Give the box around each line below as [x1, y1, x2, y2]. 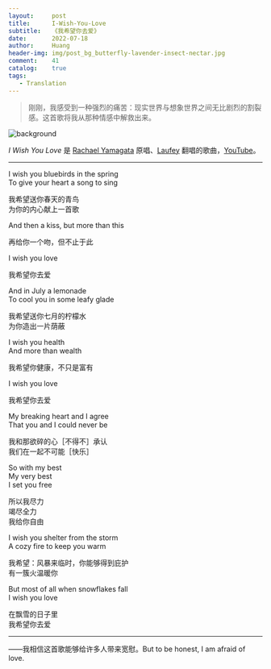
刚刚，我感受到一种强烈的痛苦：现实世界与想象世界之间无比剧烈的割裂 [27, 102, 262, 112]
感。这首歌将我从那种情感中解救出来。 [27, 112, 156, 122]
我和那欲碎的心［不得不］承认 [8, 436, 107, 446]
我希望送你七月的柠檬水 [8, 311, 86, 321]
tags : [8, 72, 27, 80]
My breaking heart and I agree [8, 411, 109, 421]
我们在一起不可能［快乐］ [8, 447, 94, 456]
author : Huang [8, 42, 70, 50]
